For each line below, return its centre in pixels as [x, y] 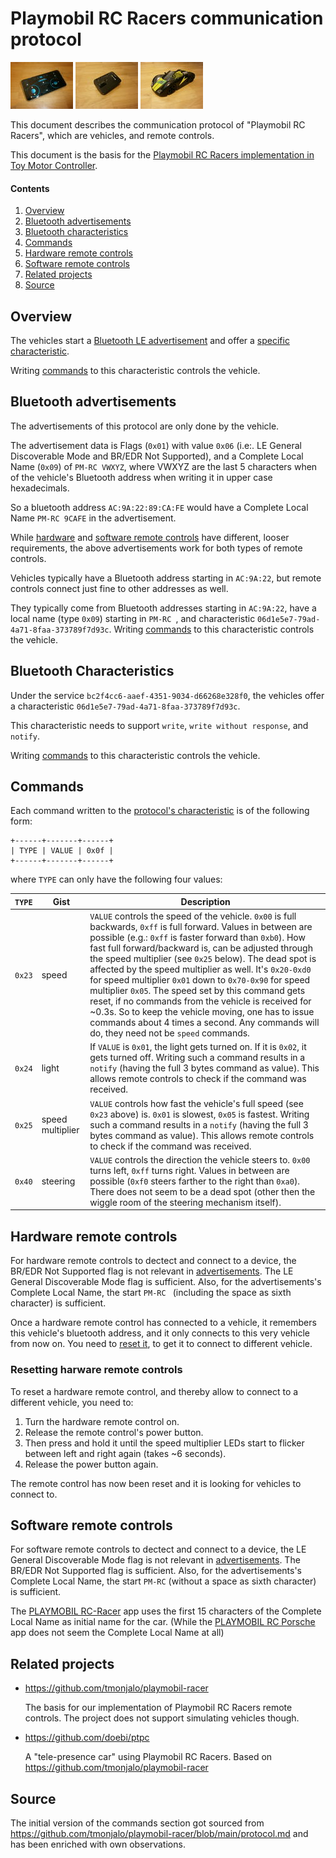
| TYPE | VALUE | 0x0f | [62, 851]
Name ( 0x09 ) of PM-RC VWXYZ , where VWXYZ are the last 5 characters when [164, 466]
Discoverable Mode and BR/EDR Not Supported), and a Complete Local [157, 456]
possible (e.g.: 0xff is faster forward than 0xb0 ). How [197, 938]
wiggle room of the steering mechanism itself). [185, 1202]
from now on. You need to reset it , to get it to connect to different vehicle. [161, 1344]
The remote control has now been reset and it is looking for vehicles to [156, 1483]
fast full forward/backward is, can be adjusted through [201, 948]
